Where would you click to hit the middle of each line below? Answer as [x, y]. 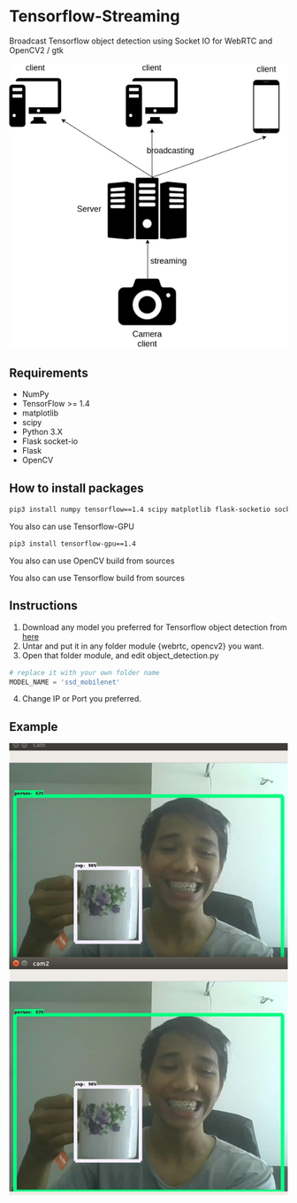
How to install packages [76, 488]
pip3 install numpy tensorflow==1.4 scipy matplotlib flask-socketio [140, 510]
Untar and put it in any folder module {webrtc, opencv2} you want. [143, 646]
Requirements [49, 373]
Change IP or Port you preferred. [81, 699]
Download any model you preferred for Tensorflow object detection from [154, 627]
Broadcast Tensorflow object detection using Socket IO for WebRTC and [141, 41]
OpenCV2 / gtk [36, 50]
